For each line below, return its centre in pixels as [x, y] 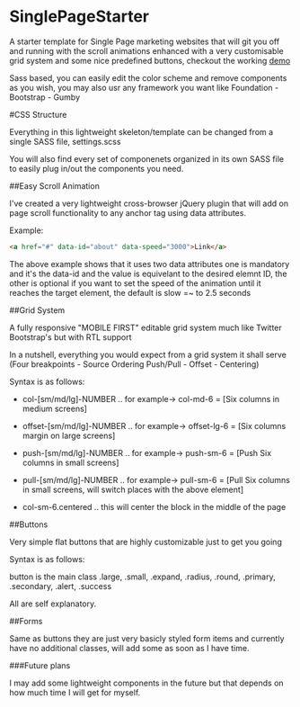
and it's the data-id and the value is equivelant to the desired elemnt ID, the [148, 273]
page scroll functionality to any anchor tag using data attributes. [128, 212]
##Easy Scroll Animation [55, 185]
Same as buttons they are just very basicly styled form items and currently [147, 638]
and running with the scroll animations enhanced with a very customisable [147, 50]
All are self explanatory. [53, 604]
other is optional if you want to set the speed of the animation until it [136, 283]
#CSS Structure [38, 114]
